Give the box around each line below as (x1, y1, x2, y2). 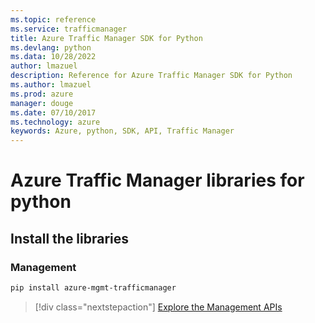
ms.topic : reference (10, 14, 97, 25)
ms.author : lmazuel (10, 80, 92, 90)
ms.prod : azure (10, 89, 74, 99)
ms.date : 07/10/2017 (10, 107, 97, 118)
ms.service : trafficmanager (10, 24, 128, 34)
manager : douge (10, 98, 74, 108)
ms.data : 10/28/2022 (10, 52, 97, 62)
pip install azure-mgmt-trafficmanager (10, 283, 177, 293)
